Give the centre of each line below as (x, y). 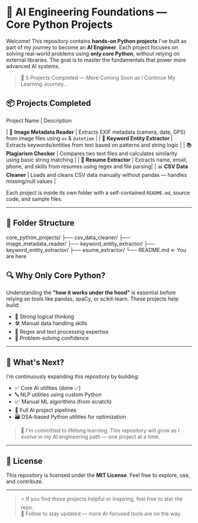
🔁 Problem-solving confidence (52, 338)
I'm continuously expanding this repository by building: (73, 377)
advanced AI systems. (33, 66)
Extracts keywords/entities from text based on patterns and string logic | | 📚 (99, 145)
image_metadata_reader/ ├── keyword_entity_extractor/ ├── (81, 243)
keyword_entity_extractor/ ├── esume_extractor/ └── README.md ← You (96, 250)
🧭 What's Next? (35, 362)
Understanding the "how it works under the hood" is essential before (91, 293)
